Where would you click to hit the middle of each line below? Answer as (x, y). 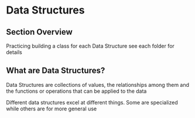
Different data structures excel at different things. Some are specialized (92, 102)
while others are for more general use (52, 109)
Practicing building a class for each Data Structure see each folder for (90, 46)
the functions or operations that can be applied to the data (76, 91)
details (14, 52)
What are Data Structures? (56, 71)
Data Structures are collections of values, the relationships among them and (97, 85)
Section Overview (40, 32)
